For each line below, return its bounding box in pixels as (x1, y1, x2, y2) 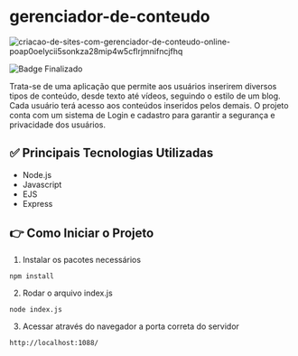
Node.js (22, 169, 52, 180)
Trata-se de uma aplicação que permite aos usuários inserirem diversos (9, 80, 277, 91)
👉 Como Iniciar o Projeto (9, 226, 154, 241)
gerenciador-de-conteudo (9, 6, 210, 27)
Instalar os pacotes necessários (22, 254, 142, 265)
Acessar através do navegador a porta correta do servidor (22, 321, 239, 332)
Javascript (22, 179, 62, 190)
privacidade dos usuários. (9, 119, 107, 130)
